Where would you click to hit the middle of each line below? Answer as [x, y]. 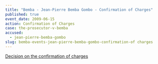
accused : [14, 33]
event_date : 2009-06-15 [30, 19]
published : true [22, 14]
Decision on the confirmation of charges [47, 56]
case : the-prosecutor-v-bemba [37, 28]
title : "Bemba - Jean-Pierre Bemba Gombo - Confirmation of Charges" [79, 10]
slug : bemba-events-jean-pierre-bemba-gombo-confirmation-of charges [79, 42]
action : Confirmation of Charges [40, 24]
